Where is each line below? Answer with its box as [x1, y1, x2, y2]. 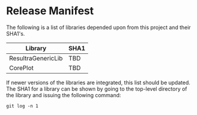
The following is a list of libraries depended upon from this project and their [6, 24, 191, 31]
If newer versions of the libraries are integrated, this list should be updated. [6, 79, 190, 86]
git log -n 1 [6, 103, 39, 109]
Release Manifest [6, 4, 94, 18]
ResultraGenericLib [9, 54, 63, 62]
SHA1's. [6, 30, 25, 37]
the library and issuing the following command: [6, 91, 121, 98]
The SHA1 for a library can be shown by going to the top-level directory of [6, 85, 187, 92]
